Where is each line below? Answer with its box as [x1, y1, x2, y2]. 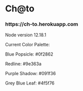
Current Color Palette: [5, 42, 50, 48]
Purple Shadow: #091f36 [5, 71, 56, 77]
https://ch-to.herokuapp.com [5, 21, 79, 28]
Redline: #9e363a [5, 61, 42, 67]
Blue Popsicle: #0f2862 [5, 51, 54, 57]
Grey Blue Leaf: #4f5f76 [5, 80, 55, 86]
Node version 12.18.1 [5, 32, 46, 38]
